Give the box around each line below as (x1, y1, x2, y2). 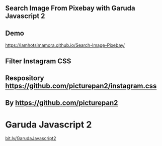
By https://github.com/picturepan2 (5, 99, 118, 107)
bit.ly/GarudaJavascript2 (5, 135, 56, 141)
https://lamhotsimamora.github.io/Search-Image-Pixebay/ (5, 42, 125, 48)
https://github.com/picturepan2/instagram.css (5, 81, 157, 90)
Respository (5, 74, 44, 82)
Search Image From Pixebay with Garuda (5, 4, 135, 13)
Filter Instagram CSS (5, 57, 71, 65)
